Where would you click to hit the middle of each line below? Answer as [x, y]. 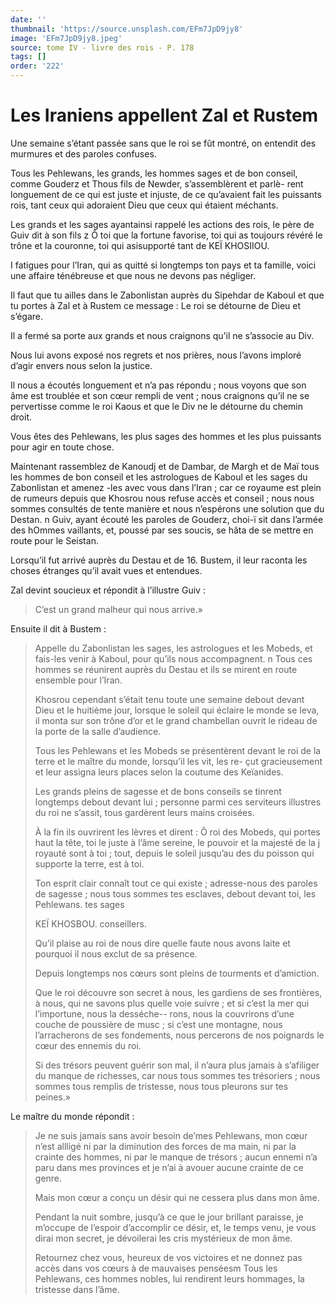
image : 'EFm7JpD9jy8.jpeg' [66, 38]
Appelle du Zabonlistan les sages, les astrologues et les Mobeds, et [173, 648]
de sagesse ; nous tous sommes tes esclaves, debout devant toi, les [175, 893]
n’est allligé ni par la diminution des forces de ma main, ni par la [165, 1146]
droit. [21, 417]
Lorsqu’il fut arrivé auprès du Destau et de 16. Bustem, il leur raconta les [159, 560]
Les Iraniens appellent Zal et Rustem [164, 115]
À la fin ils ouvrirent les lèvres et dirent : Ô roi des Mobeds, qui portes [177, 832]
